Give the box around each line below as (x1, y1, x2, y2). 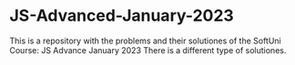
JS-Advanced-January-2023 (9, 5, 234, 26)
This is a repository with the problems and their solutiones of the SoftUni (9, 35, 282, 46)
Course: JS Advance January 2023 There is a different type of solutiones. (9, 44, 287, 55)
